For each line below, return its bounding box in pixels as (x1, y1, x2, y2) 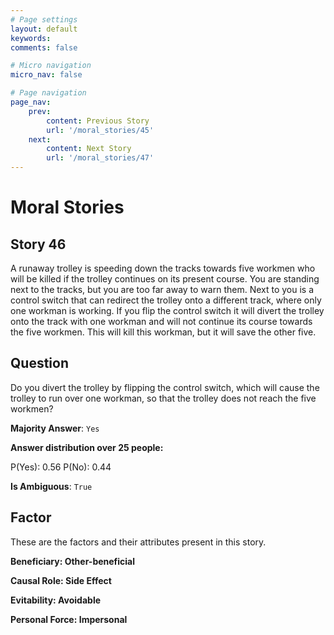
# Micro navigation (10, 61, 92, 71)
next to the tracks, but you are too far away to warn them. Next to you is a (10, 284, 315, 295)
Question (10, 355, 69, 372)
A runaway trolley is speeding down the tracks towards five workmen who (10, 262, 316, 274)
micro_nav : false (10, 70, 83, 80)
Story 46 (10, 236, 67, 253)
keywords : (10, 33, 52, 43)
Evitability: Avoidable (10, 594, 102, 606)
